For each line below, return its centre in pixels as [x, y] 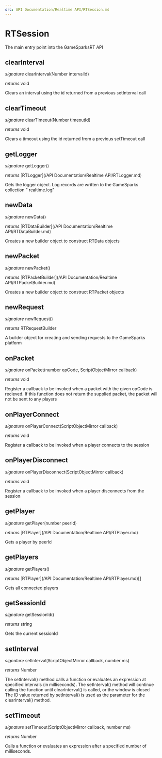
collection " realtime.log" [30, 190]
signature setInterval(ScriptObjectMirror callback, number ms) [67, 661]
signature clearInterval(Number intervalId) [47, 74]
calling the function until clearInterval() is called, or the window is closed [78, 690]
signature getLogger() [27, 166]
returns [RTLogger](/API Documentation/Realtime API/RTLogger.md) [73, 175]
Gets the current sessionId [32, 633]
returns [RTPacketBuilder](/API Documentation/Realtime [61, 277]
